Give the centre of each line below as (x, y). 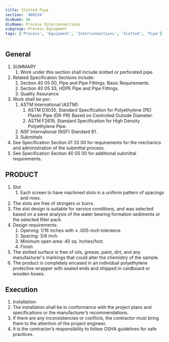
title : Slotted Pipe (27, 10)
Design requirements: (35, 225)
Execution (22, 290)
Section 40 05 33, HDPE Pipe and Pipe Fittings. (70, 88)
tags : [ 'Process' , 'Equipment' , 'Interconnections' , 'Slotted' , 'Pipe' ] (84, 34)
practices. (23, 334)
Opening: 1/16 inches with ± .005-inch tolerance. (71, 230)
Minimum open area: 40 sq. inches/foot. (62, 241)
